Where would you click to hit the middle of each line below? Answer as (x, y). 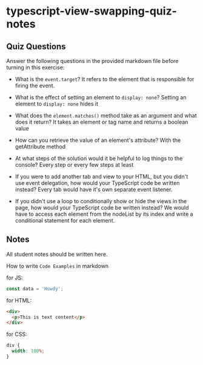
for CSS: (17, 334)
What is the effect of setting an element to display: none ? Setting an (101, 97)
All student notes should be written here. (57, 254)
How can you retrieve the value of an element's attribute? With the (98, 140)
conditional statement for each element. (65, 220)
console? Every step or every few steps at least (74, 165)
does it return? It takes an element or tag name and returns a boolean (101, 122)
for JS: (15, 278)
